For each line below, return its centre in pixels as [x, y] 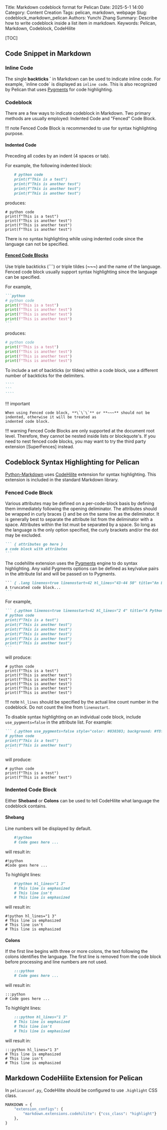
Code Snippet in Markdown [48, 54]
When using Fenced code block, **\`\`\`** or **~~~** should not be [78, 413]
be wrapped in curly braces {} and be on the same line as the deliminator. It [82, 514]
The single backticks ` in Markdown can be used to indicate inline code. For [83, 79]
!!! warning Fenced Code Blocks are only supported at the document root [80, 430]
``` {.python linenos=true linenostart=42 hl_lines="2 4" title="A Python [84, 611]
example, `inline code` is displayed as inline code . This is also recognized [81, 84]
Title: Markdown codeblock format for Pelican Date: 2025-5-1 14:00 [75, 7]
